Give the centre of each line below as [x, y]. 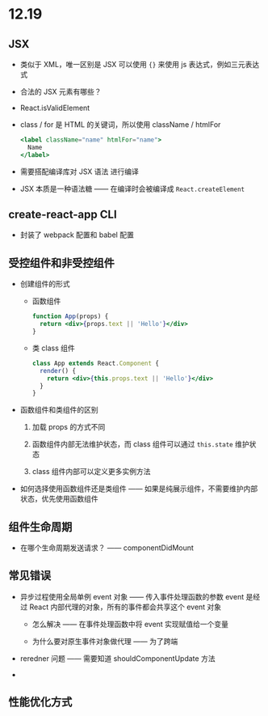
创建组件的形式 [45, 284]
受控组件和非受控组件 [61, 263]
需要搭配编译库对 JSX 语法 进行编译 [79, 172]
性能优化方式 [40, 702]
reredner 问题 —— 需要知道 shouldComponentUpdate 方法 [117, 658]
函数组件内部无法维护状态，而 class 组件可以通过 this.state [133, 444]
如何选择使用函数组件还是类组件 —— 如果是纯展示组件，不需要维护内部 [139, 489]
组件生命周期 [40, 527]
